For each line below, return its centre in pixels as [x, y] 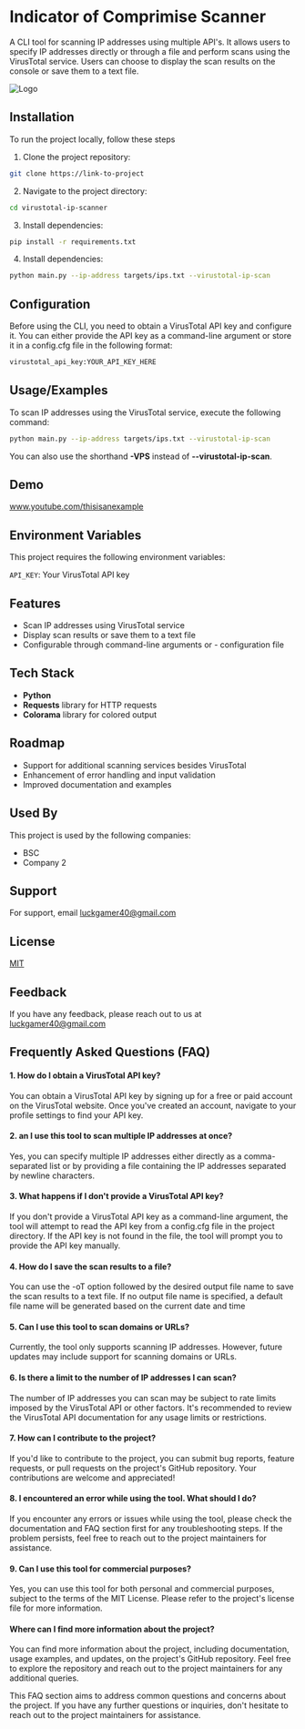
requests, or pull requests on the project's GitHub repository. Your [133, 1468]
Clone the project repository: [76, 157]
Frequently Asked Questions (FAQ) [110, 1052]
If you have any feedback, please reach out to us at [106, 1013]
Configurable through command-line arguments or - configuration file [153, 645]
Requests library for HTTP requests [90, 705]
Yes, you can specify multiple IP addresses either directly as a [126, 1156]
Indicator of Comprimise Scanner [138, 17]
